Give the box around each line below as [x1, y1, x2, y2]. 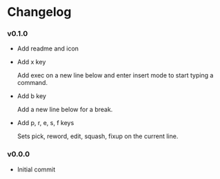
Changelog [7, 4, 72, 20]
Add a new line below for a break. [17, 105, 113, 114]
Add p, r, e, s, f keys [17, 119, 74, 127]
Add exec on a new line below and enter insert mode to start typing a [17, 71, 214, 79]
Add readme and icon [17, 44, 79, 53]
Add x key [17, 58, 46, 66]
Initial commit [17, 165, 56, 173]
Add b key [17, 92, 47, 100]
